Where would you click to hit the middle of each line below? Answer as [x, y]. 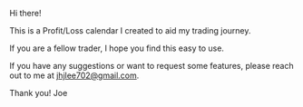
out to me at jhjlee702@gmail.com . [74, 75]
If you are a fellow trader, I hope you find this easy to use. [117, 48]
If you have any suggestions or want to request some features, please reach [151, 66]
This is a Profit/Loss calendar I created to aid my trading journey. [130, 30]
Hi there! [25, 13]
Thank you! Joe [39, 93]
